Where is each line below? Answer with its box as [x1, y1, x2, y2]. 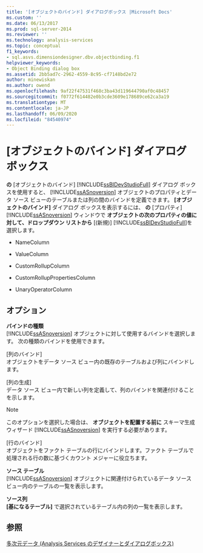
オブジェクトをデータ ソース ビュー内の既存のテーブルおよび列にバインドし [6, 358, 195, 365]
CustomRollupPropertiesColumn [15, 274, 96, 282]
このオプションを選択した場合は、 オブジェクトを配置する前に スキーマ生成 [6, 419, 195, 426]
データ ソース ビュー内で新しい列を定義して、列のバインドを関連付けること [6, 386, 195, 393]
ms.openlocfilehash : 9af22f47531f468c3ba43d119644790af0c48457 [6, 88, 170, 94]
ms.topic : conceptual [6, 43, 61, 49]
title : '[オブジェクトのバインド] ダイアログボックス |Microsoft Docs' [6, 9, 173, 15]
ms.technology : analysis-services [6, 37, 94, 43]
